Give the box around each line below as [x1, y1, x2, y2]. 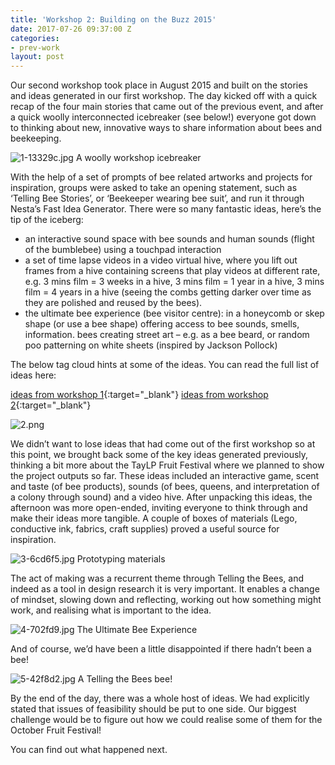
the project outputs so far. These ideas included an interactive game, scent [10, 470, 320, 482]
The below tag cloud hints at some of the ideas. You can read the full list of [10, 359, 320, 371]
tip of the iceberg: [10, 214, 84, 226]
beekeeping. [10, 132, 62, 145]
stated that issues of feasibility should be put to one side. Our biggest [10, 703, 297, 715]
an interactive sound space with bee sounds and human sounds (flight [24, 233, 315, 245]
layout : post [10, 52, 65, 62]
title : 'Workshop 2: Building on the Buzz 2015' [10, 14, 217, 25]
